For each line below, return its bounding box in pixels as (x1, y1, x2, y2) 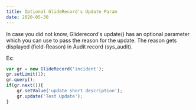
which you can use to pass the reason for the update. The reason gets (6, 37, 177, 44)
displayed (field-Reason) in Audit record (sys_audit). (6, 43, 133, 50)
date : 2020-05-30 (6, 14, 49, 20)
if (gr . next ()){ (6, 82, 44, 89)
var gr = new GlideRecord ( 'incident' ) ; (6, 66, 104, 72)
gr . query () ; (6, 77, 35, 83)
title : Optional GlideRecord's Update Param (6, 8, 117, 15)
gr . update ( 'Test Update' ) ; (17, 93, 83, 99)
